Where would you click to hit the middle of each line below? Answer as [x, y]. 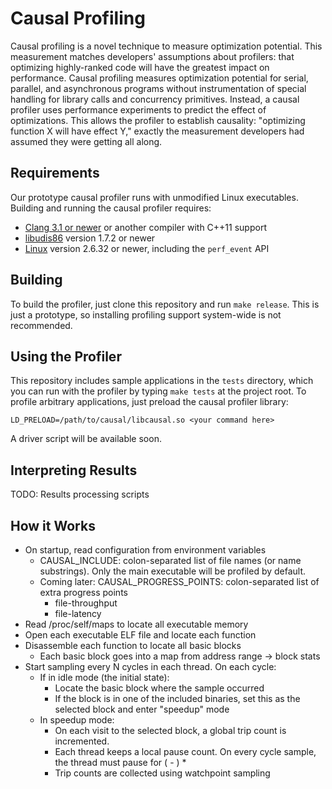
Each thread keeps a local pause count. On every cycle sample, [185, 751]
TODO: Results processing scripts [80, 494]
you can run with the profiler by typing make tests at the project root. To [158, 391]
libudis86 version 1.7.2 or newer [90, 238]
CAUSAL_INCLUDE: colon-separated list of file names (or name [170, 560]
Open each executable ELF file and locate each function [140, 635]
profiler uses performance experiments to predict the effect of [138, 109]
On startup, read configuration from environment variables [145, 550]
